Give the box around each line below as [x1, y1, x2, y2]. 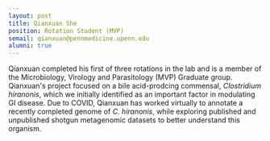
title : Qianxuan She [8, 19, 78, 27]
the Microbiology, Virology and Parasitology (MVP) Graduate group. [8, 73, 233, 82]
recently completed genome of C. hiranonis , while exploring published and [8, 106, 256, 117]
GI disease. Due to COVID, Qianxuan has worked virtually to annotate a [8, 98, 243, 108]
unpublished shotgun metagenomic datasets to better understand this [8, 115, 240, 125]
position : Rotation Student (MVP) [8, 27, 125, 35]
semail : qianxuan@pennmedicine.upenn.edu [8, 34, 150, 43]
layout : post [8, 11, 52, 20]
